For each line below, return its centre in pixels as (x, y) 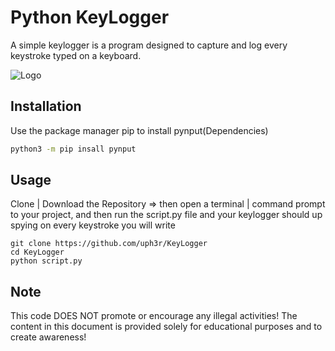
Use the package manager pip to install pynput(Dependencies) (139, 130)
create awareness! (48, 337)
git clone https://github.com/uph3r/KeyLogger (109, 244)
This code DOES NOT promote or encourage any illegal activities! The (154, 316)
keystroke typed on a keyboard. (76, 55)
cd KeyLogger (37, 252)
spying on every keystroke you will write (93, 225)
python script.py (46, 261)
